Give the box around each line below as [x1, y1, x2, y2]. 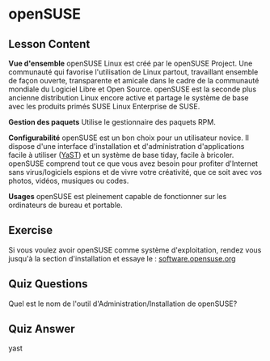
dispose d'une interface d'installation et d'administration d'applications [8, 142, 245, 151]
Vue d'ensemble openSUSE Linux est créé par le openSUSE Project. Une [8, 58, 253, 68]
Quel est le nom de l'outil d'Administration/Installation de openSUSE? [8, 299, 238, 308]
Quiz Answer [8, 322, 75, 336]
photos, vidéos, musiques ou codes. [8, 176, 129, 185]
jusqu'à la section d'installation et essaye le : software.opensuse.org [8, 253, 236, 263]
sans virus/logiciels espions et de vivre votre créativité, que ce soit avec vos [8, 168, 263, 176]
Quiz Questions [8, 277, 88, 291]
